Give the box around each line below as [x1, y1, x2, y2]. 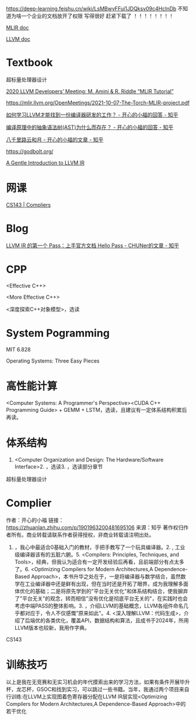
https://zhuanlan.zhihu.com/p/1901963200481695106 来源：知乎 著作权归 [6, 524, 184, 531]
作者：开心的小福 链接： [6, 516, 64, 523]
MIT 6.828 [6, 346, 31, 353]
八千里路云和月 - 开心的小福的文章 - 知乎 [6, 136, 104, 143]
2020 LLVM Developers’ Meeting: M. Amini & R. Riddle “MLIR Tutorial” [6, 87, 174, 95]
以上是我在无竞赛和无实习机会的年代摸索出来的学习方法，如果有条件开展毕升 [6, 678, 190, 685]
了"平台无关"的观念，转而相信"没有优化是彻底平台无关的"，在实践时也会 [14, 595, 188, 602]
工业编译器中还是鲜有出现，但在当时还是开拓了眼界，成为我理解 [24, 580, 178, 587]
